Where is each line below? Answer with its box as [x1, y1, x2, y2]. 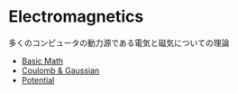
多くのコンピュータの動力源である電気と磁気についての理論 [8, 37, 230, 48]
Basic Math [21, 55, 64, 66]
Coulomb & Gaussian [21, 65, 100, 76]
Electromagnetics [8, 6, 144, 27]
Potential [21, 74, 55, 85]
